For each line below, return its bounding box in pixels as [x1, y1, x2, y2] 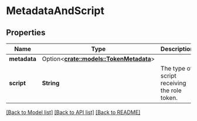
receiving [160, 79, 186, 87]
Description [160, 45, 195, 53]
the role [160, 86, 182, 95]
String [42, 79, 60, 87]
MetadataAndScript [6, 4, 104, 18]
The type [160, 65, 186, 72]
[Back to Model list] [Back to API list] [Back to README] [6, 109, 141, 116]
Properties [6, 28, 46, 38]
